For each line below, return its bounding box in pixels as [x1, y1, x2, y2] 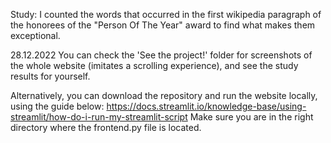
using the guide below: [10, 100, 105, 112]
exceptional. [10, 30, 61, 41]
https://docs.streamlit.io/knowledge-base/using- [106, 100, 307, 112]
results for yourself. [10, 70, 91, 82]
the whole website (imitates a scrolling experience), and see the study [10, 60, 299, 71]
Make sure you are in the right [189, 111, 314, 123]
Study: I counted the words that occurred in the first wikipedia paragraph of [10, 9, 322, 20]
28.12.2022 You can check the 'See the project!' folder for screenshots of [10, 49, 313, 61]
